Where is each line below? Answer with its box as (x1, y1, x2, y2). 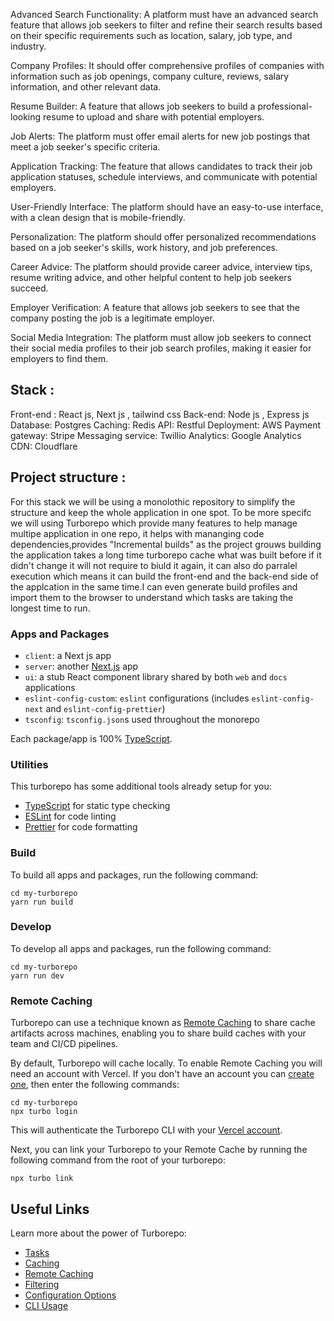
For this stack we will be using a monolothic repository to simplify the (10, 495, 296, 508)
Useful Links (10, 1200, 90, 1218)
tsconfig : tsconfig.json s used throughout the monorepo (24, 713, 260, 725)
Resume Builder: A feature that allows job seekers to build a (10, 100, 256, 112)
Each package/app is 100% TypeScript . (10, 732, 173, 744)
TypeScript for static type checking (24, 800, 171, 812)
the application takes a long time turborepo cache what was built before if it (10, 549, 322, 561)
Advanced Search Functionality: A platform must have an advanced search (10, 9, 319, 20)
